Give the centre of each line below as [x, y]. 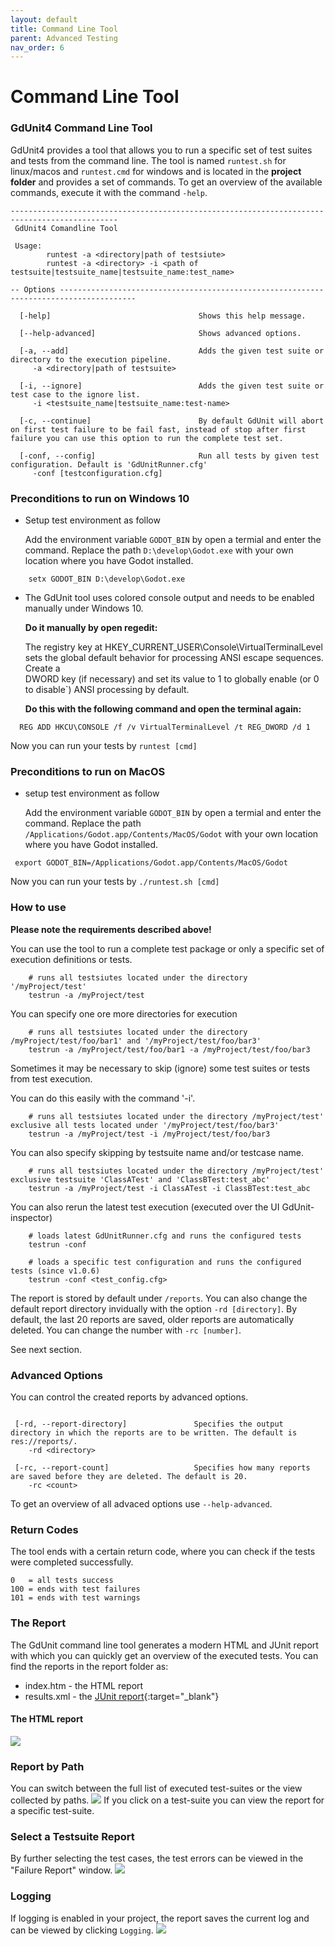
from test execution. [51, 1078]
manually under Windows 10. [84, 608]
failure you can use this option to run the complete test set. [147, 438]
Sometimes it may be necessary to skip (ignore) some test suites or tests [160, 1068]
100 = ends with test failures [75, 1589]
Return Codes [44, 1529]
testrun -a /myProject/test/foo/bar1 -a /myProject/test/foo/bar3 [169, 1049]
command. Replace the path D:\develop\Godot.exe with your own [159, 550]
